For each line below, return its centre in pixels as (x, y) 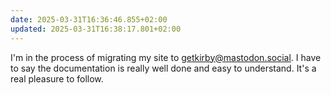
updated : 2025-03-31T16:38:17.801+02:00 (96, 29)
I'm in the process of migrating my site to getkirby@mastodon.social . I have (166, 57)
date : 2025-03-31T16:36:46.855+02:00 (89, 19)
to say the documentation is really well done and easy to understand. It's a (163, 68)
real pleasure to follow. (57, 78)
